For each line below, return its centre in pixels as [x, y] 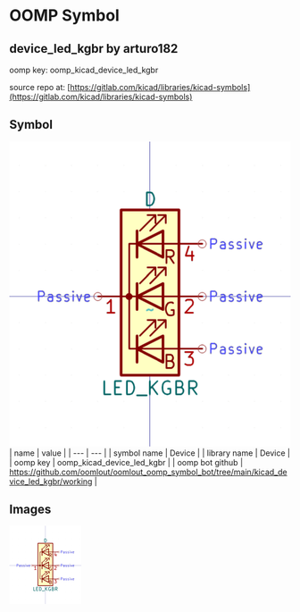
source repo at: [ [40, 87]
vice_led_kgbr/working [51, 481]
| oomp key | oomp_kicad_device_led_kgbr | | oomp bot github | [126, 462]
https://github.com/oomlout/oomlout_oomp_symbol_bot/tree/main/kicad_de [148, 472]
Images [30, 510]
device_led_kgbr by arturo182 [94, 49]
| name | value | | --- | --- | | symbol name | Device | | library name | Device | [150, 453]
